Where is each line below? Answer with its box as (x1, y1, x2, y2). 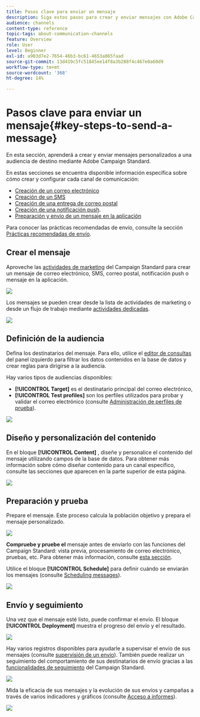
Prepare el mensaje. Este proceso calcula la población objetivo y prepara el (6, 512, 191, 519)
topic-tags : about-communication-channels (6, 31, 113, 37)
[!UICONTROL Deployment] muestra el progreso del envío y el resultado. (6, 622, 186, 629)
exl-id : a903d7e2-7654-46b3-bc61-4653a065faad (6, 53, 124, 59)
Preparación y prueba (6, 496, 88, 506)
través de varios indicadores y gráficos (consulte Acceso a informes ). (6, 693, 177, 700)
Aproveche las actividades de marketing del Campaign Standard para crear (6, 263, 191, 270)
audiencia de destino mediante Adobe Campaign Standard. (6, 157, 151, 165)
